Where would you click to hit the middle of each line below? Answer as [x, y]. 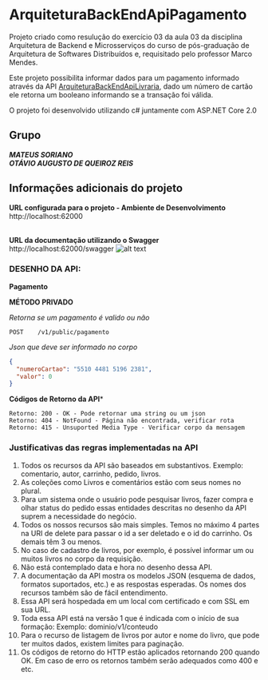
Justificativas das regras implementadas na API [104, 447]
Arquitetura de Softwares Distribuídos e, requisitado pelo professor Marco [131, 54]
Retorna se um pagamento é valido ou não [79, 317]
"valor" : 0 [34, 376]
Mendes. [24, 62]
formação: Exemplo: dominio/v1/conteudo [89, 626]
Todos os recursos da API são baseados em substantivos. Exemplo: [132, 465]
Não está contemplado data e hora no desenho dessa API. [116, 567]
